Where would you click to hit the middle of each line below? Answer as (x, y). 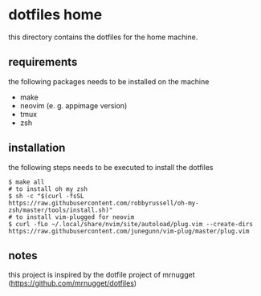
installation (37, 148)
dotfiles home (55, 15)
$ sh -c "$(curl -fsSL (46, 196)
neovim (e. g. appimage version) (73, 105)
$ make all (27, 182)
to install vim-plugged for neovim (75, 217)
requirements (43, 62)
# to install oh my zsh (48, 189)
